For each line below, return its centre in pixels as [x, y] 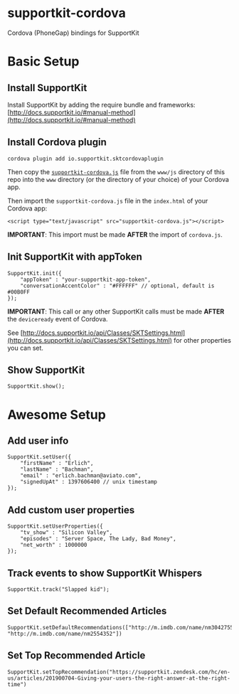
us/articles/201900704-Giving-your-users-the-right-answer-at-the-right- [119, 678]
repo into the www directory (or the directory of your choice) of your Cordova [118, 179]
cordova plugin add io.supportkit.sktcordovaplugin [85, 159]
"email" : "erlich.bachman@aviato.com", [81, 476]
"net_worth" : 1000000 [54, 545]
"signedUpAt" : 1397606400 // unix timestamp [89, 482]
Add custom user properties [71, 510]
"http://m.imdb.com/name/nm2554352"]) [65, 634]
